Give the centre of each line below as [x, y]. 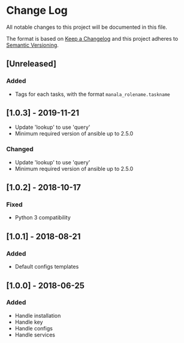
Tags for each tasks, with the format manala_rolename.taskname [92, 94]
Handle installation [38, 315]
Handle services [35, 335]
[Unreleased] [31, 64]
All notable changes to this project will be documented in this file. [87, 27]
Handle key [29, 322]
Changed [20, 149]
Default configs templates [47, 267]
